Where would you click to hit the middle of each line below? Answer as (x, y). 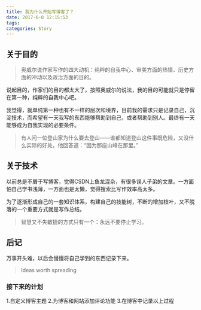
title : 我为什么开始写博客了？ (40, 12)
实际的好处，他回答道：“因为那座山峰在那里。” (82, 145)
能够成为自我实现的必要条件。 (43, 125)
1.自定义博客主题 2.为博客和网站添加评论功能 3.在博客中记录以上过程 (90, 300)
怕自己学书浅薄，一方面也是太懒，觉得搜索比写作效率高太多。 (82, 189)
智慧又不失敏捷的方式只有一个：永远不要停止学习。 (84, 221)
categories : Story (29, 28)
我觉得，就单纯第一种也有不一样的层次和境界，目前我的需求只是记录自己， (98, 110)
